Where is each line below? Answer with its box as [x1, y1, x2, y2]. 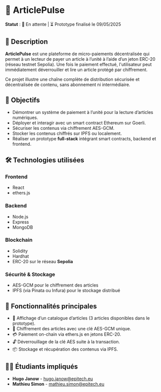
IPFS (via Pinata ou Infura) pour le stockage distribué [12, 288, 120, 294]
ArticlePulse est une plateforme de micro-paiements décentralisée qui [5, 51, 150, 57]
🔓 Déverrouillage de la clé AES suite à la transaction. [12, 338, 120, 345]
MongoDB [12, 224, 33, 230]
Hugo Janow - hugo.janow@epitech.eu [12, 376, 93, 382]
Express [12, 219, 29, 225]
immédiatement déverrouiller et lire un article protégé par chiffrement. [5, 67, 148, 73]
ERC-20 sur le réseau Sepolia [12, 258, 73, 264]
